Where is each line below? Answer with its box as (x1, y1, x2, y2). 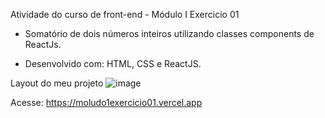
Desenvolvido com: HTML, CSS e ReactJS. (24, 58, 202, 69)
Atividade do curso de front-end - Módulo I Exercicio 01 (10, 9, 240, 20)
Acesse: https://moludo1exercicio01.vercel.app (10, 97, 203, 108)
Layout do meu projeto (10, 77, 104, 89)
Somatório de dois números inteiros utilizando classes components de (24, 28, 315, 39)
